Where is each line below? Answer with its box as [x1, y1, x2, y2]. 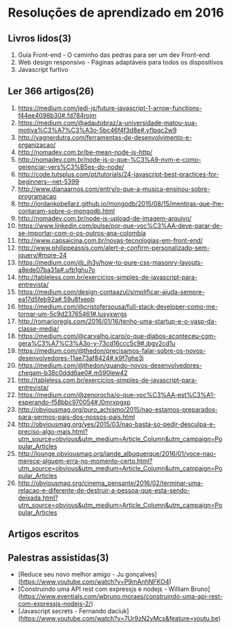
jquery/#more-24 [17, 250, 67, 259]
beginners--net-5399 [17, 177, 80, 185]
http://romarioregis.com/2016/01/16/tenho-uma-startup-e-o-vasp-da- [17, 317, 217, 325]
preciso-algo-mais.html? [17, 427, 89, 435]
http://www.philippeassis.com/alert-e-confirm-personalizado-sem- [17, 244, 210, 252]
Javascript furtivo [17, 66, 68, 73]
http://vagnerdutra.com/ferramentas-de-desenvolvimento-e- [17, 133, 192, 141]
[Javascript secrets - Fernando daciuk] [17, 607, 129, 615]
